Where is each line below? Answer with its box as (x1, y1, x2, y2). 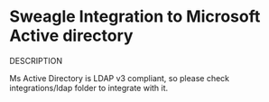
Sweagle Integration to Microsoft (9, 6, 261, 27)
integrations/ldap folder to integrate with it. (9, 82, 169, 93)
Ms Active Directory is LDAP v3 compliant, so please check (9, 72, 230, 83)
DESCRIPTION (9, 55, 63, 66)
